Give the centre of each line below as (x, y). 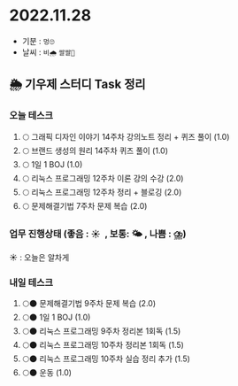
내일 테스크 (31, 282)
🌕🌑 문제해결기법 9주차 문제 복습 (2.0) (89, 304)
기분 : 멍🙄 (38, 41)
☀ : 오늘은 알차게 (39, 257)
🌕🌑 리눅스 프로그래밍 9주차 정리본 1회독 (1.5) (101, 331)
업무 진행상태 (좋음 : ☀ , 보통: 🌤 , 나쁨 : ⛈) (98, 234)
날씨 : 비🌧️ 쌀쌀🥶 (48, 52)
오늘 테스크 (31, 116)
